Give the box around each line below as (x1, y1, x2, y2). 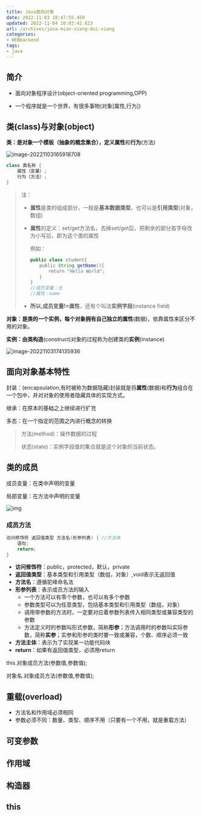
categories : (6, 31, 36, 38)
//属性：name (30, 291, 60, 297)
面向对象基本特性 (6, 367, 70, 377)
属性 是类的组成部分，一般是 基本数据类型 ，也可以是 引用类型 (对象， (30, 204, 196, 211)
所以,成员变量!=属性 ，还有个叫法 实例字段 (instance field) (30, 302, 170, 309)
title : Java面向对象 (6, 8, 54, 15)
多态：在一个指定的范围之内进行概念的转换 (6, 417, 112, 424)
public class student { (30, 256, 88, 263)
